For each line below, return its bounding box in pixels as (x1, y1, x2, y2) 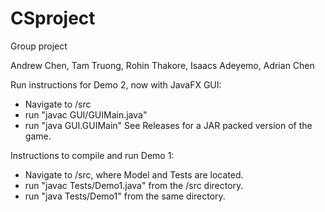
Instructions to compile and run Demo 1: (10, 149, 175, 161)
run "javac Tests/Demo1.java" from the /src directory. (24, 179, 244, 191)
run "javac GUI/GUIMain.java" (24, 108, 148, 121)
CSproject (10, 7, 96, 30)
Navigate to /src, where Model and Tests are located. (24, 168, 244, 181)
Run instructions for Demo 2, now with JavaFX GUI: (10, 78, 222, 91)
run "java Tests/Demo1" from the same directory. (24, 190, 226, 202)
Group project (10, 40, 68, 52)
